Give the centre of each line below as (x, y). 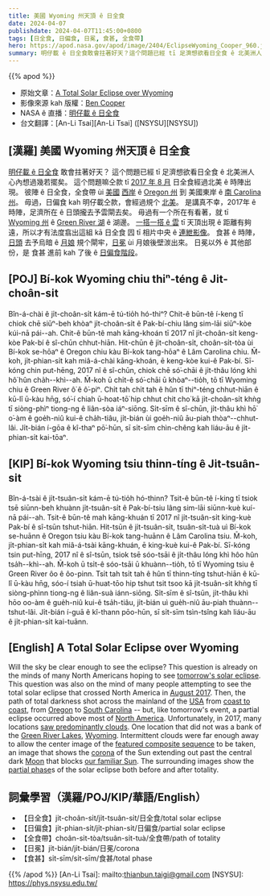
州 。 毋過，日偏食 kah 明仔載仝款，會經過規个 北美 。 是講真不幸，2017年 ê (132, 201)
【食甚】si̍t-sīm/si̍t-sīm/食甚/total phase (86, 858)
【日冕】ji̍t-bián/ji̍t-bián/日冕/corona (80, 848)
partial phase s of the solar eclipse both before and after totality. (114, 769)
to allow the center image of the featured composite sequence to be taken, (132, 744)
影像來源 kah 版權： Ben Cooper (73, 103)
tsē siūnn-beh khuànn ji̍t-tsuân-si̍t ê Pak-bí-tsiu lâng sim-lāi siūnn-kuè (125, 508)
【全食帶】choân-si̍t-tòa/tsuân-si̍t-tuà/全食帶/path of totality (120, 838)
